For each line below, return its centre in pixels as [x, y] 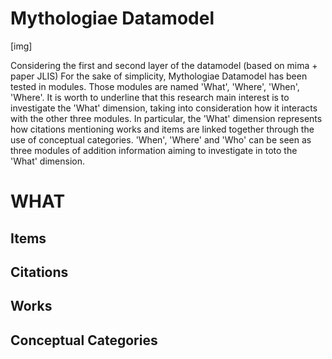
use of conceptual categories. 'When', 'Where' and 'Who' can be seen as [161, 139]
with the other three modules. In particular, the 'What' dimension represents [166, 118]
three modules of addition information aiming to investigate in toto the [154, 150]
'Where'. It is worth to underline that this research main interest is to [150, 97]
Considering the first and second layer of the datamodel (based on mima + [164, 65]
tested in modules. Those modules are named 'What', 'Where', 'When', [155, 86]
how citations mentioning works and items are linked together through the [162, 129]
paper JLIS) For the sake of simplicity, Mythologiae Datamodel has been [159, 76]
